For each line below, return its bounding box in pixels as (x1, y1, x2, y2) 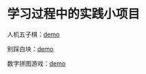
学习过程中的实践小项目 (7, 6, 140, 22)
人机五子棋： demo (7, 30, 60, 38)
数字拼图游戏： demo (7, 59, 66, 67)
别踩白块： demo (7, 45, 54, 53)
